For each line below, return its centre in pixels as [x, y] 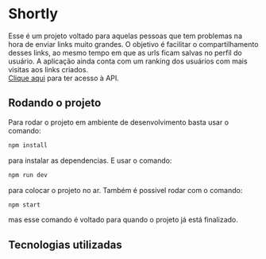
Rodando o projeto [55, 103]
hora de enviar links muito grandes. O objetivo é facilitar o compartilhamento [133, 44]
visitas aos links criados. [48, 69]
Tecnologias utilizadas [65, 244]
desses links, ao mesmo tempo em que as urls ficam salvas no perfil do [125, 52]
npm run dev [28, 175]
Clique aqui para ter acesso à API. [64, 78]
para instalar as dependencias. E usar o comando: [90, 160]
